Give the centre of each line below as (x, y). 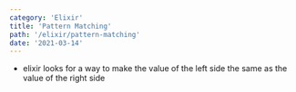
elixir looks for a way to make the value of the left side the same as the (155, 69)
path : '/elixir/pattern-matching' (75, 34)
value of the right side (64, 78)
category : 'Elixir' (46, 18)
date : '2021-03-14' (46, 43)
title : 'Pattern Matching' (61, 26)
